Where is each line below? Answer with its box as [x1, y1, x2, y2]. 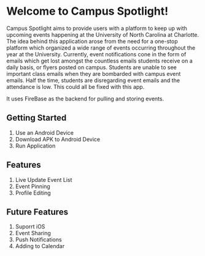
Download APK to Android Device [15, 135, 101, 143]
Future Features [6, 206, 69, 217]
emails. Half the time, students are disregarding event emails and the [6, 77, 180, 84]
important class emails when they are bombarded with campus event [6, 70, 181, 77]
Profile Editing [15, 189, 51, 197]
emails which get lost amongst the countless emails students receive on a [6, 57, 193, 64]
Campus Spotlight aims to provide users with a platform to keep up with [6, 24, 187, 32]
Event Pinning [15, 183, 50, 190]
